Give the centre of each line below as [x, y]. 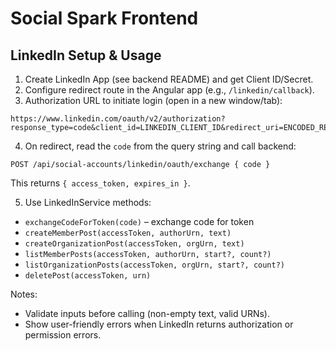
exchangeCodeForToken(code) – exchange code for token [139, 221]
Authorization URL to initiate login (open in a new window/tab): [153, 100]
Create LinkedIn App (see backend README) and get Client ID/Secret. [169, 79]
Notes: [24, 294]
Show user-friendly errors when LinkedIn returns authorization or [159, 324]
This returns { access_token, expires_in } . [100, 183]
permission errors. [63, 335]
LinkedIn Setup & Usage [86, 55]
